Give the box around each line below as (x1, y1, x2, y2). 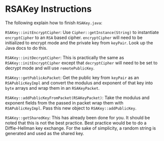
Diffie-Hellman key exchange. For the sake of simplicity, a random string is (5, 125, 156, 131)
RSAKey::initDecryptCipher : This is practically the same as (5, 54, 124, 60)
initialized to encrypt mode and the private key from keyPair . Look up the (5, 39, 154, 45)
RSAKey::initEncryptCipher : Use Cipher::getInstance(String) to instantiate (5, 29, 159, 35)
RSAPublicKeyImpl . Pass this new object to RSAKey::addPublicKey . (5, 105, 137, 111)
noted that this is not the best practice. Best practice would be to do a (5, 120, 147, 126)
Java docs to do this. (5, 45, 48, 51)
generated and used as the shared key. (5, 130, 85, 136)
